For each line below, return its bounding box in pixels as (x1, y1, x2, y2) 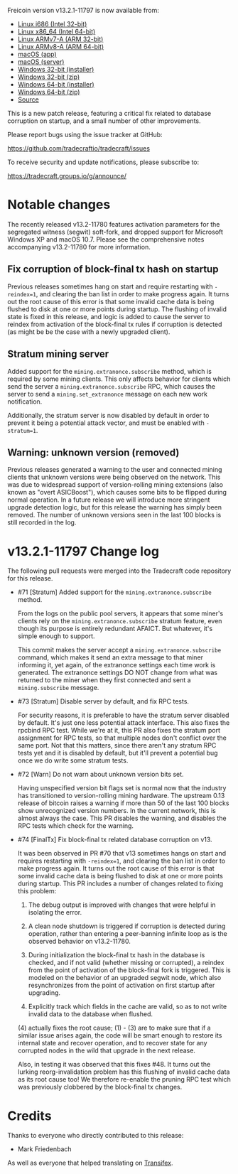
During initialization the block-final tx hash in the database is (28, 951, 205, 959)
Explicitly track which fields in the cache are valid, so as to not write (28, 1002, 227, 1011)
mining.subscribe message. (17, 684, 99, 692)
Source (17, 95, 39, 104)
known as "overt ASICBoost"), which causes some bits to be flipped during (7, 488, 227, 497)
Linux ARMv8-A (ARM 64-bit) (17, 43, 104, 50)
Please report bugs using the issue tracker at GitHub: (7, 131, 163, 139)
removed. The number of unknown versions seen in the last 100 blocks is (7, 511, 222, 519)
